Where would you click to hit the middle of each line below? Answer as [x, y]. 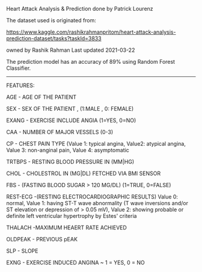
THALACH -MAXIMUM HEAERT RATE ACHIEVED [67, 227]
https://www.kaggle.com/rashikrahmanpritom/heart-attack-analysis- [91, 32]
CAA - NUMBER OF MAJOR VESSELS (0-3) [60, 132]
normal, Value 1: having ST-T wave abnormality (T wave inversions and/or [97, 203]
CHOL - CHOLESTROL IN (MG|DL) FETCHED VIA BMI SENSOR [84, 173]
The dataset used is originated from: [51, 20]
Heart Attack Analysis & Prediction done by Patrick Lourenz [80, 9]
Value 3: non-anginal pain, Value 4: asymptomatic [68, 150]
